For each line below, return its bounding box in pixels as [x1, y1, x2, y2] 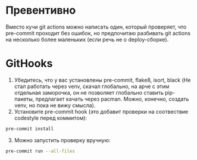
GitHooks [5, 57, 53, 70]
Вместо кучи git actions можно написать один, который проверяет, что [5, 23, 187, 30]
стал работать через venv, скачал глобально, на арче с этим [14, 83, 170, 90]
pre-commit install [5, 126, 54, 131]
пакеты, [14, 95, 35, 102]
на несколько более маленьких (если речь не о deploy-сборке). [5, 36, 169, 43]
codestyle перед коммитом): [14, 114, 87, 121]
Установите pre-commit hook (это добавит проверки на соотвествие [14, 108, 189, 115]
